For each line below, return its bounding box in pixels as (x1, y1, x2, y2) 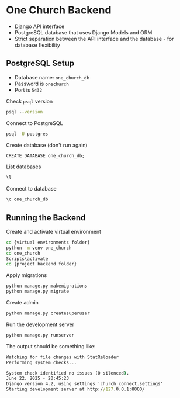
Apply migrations (6, 272, 47, 279)
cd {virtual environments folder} (6, 239, 91, 245)
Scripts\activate (6, 255, 49, 262)
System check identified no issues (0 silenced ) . (6, 370, 130, 376)
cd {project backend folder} (6, 261, 77, 267)
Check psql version (6, 98, 53, 105)
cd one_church (6, 250, 41, 256)
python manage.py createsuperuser (6, 310, 91, 316)
